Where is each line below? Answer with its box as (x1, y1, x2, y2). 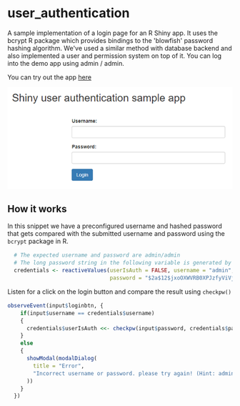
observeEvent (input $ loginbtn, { (7, 302, 104, 309)
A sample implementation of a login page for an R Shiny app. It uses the (7, 29, 218, 37)
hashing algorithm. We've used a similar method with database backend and (7, 44, 232, 52)
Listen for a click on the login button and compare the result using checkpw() (7, 287, 232, 296)
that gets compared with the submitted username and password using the (7, 229, 225, 238)
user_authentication (7, 5, 130, 21)
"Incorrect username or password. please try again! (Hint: (33, 370, 216, 377)
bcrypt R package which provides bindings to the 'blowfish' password (7, 36, 213, 44)
